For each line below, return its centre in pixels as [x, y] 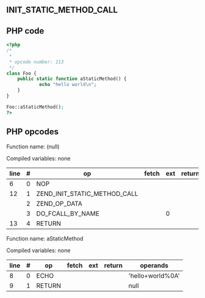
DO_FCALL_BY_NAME [68, 213]
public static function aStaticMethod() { [72, 79]
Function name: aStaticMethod [45, 238]
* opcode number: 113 [36, 62]
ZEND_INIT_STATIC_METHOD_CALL [87, 194]
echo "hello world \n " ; [68, 85]
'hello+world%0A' [154, 275]
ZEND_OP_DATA [59, 203]
